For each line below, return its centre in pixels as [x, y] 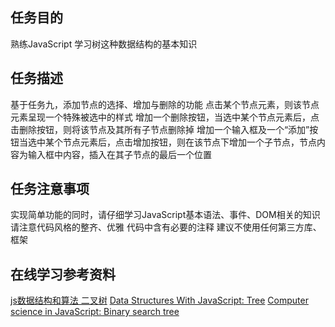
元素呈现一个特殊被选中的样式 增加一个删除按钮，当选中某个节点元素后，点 [165, 117]
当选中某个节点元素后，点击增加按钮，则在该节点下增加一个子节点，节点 [167, 142]
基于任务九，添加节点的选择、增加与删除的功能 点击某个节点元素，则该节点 [165, 104]
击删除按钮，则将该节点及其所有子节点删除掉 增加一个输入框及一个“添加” [160, 129]
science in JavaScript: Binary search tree [95, 312]
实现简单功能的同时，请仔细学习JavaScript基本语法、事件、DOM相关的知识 [165, 215]
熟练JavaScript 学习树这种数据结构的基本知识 [104, 44]
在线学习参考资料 [63, 274]
